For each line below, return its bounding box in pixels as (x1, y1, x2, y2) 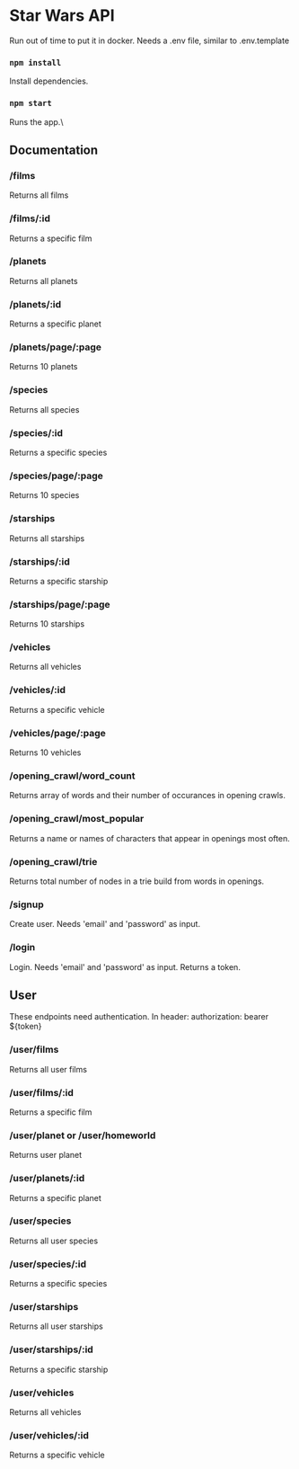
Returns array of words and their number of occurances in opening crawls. (9, 790, 286, 801)
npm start (9, 98, 52, 109)
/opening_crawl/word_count (9, 770, 136, 782)
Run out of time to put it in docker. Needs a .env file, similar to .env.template (9, 35, 290, 46)
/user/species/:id (9, 1258, 87, 1270)
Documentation (9, 142, 99, 157)
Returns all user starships (9, 1321, 103, 1331)
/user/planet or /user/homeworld (9, 1129, 156, 1142)
